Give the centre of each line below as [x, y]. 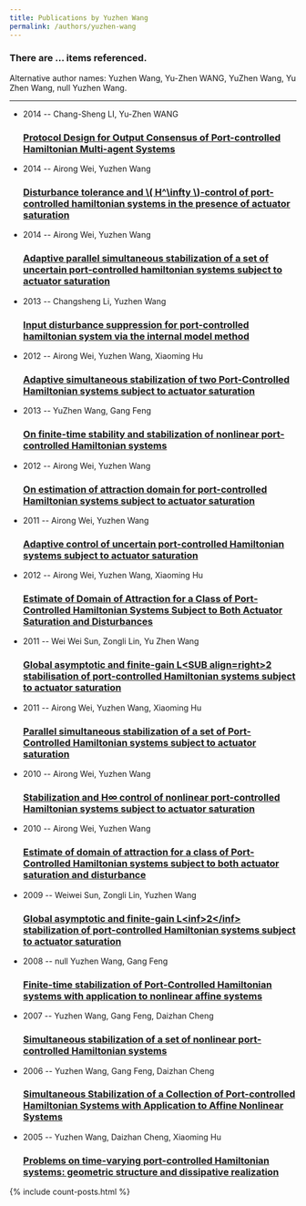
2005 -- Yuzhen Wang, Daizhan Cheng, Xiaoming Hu [122, 1137]
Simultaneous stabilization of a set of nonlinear [129, 1039]
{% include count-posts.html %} [70, 1192]
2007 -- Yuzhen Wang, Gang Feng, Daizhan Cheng [118, 1016]
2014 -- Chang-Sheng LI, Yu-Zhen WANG [101, 114]
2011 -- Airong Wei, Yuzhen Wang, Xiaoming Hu [112, 708]
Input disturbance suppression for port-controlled [136, 324]
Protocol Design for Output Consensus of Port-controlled [152, 138]
